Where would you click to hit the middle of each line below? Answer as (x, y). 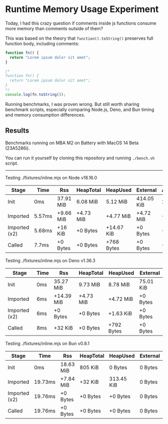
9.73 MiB (89, 284)
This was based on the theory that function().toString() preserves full (79, 38)
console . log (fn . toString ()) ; (35, 94)
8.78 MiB (119, 284)
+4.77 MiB (118, 216)
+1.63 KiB (120, 313)
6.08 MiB (87, 201)
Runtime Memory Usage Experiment (82, 9)
